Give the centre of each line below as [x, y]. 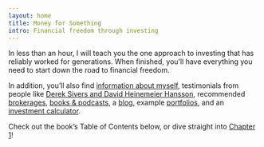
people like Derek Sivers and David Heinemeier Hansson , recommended [127, 94]
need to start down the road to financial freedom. [89, 70]
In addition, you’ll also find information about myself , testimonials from [124, 85]
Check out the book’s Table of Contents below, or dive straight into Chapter [132, 127]
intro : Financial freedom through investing [83, 30]
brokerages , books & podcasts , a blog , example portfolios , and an [116, 103]
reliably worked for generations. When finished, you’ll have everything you [130, 62]
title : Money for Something [55, 23]
